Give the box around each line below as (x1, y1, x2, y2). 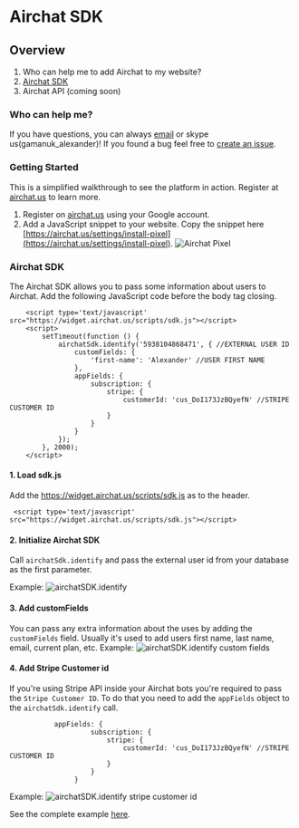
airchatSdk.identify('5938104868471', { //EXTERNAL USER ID (57, 340, 290, 349)
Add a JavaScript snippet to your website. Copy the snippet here (22, 218, 265, 229)
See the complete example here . (9, 808, 130, 819)
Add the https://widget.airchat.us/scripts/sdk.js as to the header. (9, 490, 251, 501)
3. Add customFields (9, 602, 89, 613)
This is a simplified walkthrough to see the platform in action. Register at (9, 181, 279, 192)
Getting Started (9, 161, 79, 174)
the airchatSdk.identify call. (9, 702, 119, 713)
